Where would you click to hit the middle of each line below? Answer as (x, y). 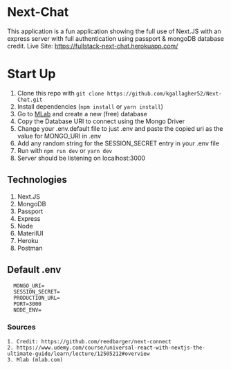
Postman (30, 248)
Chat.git (30, 100)
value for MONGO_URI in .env (59, 136)
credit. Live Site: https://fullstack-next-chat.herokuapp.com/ (93, 46)
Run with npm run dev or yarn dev (65, 150)
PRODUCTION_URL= (37, 298)
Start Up (31, 74)
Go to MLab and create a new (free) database (82, 114)
